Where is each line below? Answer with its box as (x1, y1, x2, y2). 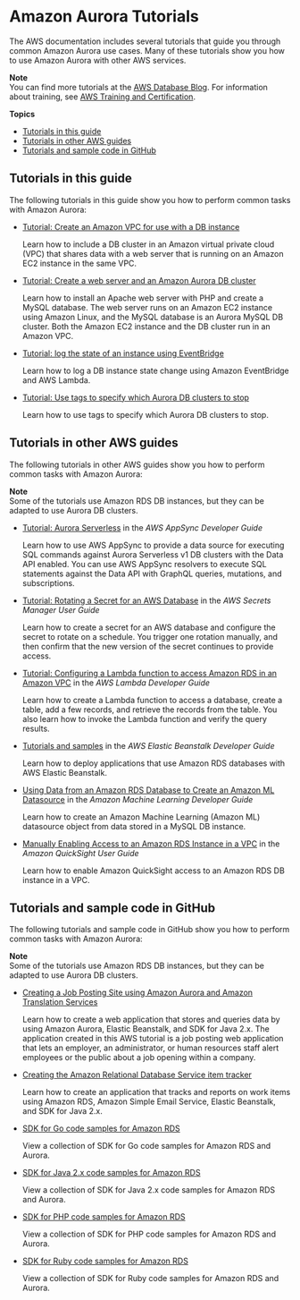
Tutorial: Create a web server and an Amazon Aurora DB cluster (21, 275, 256, 285)
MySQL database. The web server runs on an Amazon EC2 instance (21, 302, 273, 312)
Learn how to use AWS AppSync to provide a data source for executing (21, 540, 285, 550)
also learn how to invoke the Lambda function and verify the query (21, 713, 268, 724)
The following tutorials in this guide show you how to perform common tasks (9, 194, 291, 205)
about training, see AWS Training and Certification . (9, 91, 196, 102)
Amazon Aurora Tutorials (9, 6, 199, 27)
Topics (9, 108, 36, 119)
